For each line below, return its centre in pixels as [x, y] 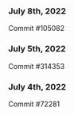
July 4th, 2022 [37, 86]
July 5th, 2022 [37, 49]
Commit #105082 [37, 29]
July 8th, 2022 [37, 11]
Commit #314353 [37, 66]
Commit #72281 [34, 104]
